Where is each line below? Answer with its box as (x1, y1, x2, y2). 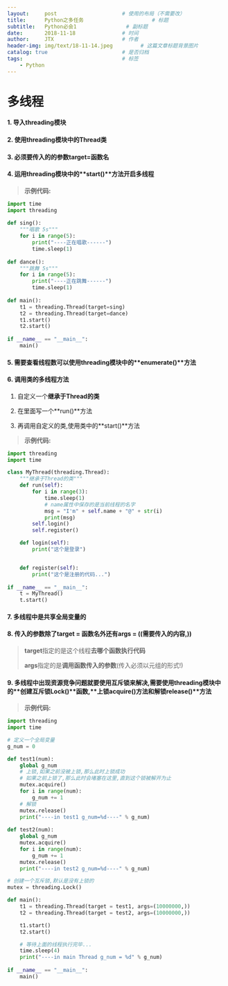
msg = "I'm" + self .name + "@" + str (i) (44, 508, 163, 514)
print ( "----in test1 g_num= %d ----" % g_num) (19, 813, 150, 820)
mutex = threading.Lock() (7, 884, 82, 891)
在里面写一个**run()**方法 (17, 406, 92, 415)
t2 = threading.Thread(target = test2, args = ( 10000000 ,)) (19, 909, 191, 916)
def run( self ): (19, 482, 64, 489)
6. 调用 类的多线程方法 (7, 375, 69, 383)
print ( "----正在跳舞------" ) (32, 278, 112, 285)
